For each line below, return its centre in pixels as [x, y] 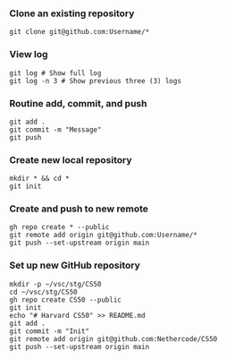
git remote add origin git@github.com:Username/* [104, 236]
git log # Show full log [55, 73]
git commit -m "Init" [50, 331]
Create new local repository [71, 159]
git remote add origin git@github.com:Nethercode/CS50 [113, 339]
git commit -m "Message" [55, 129]
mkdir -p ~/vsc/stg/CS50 [55, 284]
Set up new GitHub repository [75, 265]
